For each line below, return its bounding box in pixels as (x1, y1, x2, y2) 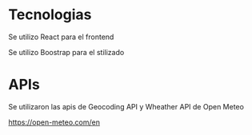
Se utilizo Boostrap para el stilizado (8, 47, 125, 57)
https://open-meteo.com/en (8, 117, 100, 127)
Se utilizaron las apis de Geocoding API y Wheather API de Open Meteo (8, 101, 244, 111)
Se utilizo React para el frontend (8, 32, 114, 42)
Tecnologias (8, 6, 92, 24)
